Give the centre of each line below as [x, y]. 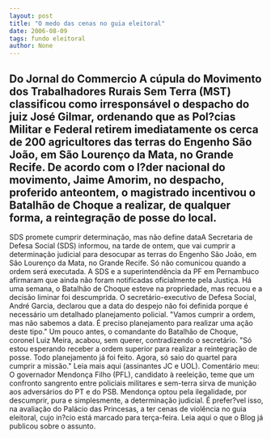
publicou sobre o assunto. [53, 426]
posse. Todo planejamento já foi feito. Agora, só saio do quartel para [123, 357]
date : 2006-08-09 [38, 31]
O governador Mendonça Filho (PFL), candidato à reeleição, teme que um [132, 374]
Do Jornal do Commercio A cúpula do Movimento [135, 79]
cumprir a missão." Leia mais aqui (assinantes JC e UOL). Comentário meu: [134, 365]
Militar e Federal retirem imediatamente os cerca [134, 129]
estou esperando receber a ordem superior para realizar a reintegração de [133, 348]
